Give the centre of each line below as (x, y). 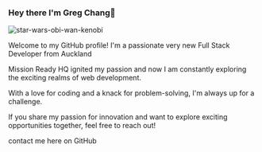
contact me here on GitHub (52, 141)
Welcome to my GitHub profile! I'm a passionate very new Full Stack (119, 45)
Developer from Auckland (50, 54)
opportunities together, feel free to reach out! (82, 126)
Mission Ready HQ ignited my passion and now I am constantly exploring (127, 69)
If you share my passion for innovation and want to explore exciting (118, 117)
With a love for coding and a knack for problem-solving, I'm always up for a (131, 93)
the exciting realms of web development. (75, 78)
